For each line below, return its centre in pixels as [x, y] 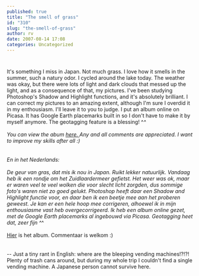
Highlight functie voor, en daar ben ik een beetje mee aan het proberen [94, 197]
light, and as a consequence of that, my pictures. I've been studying [90, 90]
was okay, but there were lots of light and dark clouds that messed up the [96, 84]
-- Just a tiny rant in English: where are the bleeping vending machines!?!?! [98, 254]
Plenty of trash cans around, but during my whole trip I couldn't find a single [100, 260]
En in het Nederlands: [33, 159]
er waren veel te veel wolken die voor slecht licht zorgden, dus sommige [95, 185]
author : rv [20, 34]
